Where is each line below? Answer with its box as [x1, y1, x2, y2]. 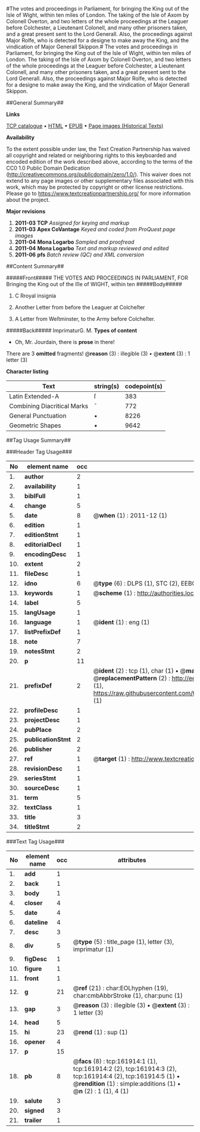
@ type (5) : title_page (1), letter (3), [73, 938, 174, 946]
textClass [24, 803, 52, 811]
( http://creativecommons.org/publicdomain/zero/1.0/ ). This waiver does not [6, 171, 192, 178]
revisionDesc [24, 765, 62, 772]
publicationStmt [24, 735, 71, 743]
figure [24, 965, 42, 973]
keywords [24, 589, 54, 597]
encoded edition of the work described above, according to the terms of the [6, 158, 193, 165]
